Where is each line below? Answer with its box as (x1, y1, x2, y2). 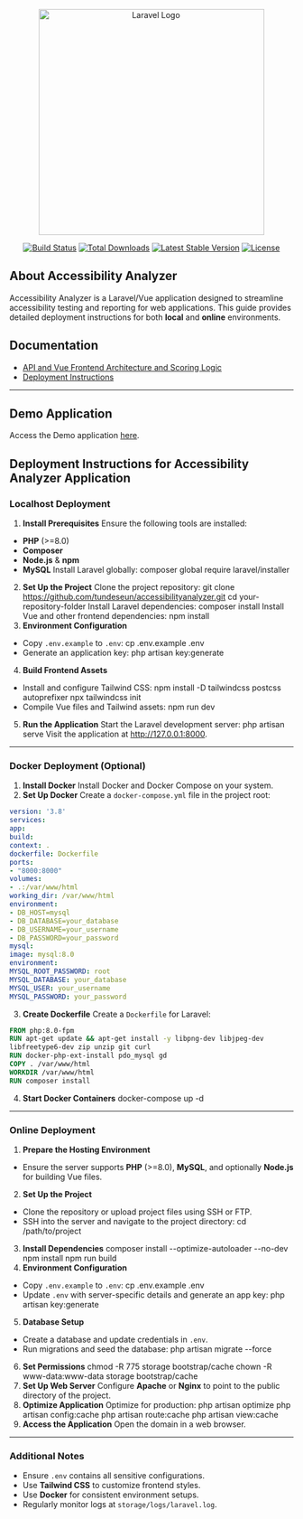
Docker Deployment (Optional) (9, 760, 146, 773)
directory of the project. (22, 1390, 111, 1401)
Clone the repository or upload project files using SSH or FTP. (22, 1206, 252, 1217)
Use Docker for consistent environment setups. (22, 1489, 199, 1500)
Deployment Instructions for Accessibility (9, 456, 250, 472)
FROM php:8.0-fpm (9, 1026, 75, 1035)
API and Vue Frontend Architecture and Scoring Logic (22, 361, 223, 372)
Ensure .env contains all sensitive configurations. (22, 1470, 206, 1481)
